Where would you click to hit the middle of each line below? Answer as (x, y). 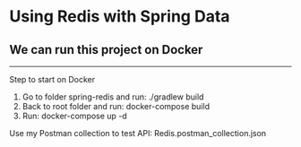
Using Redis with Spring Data (120, 17)
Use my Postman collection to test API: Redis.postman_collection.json (138, 133)
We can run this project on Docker (106, 50)
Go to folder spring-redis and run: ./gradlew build (113, 97)
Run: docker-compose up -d (74, 116)
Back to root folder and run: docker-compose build (116, 106)
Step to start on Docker (52, 79)
